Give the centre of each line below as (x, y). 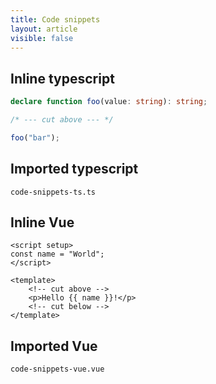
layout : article (44, 29)
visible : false (42, 38)
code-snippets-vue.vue (57, 369)
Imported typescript (74, 169)
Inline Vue (42, 222)
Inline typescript (62, 78)
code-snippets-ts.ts (53, 192)
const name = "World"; (57, 254)
